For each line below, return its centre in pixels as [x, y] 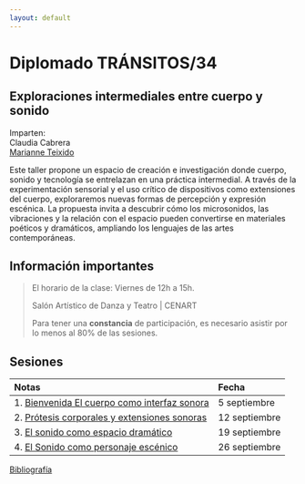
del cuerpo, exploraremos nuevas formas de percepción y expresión [138, 199]
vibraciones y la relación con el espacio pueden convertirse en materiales [147, 218]
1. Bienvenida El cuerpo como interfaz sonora [112, 403]
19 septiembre [249, 432]
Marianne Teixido [42, 152]
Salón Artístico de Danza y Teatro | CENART [114, 305]
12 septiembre [249, 417]
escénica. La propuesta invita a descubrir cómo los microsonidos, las [139, 208]
